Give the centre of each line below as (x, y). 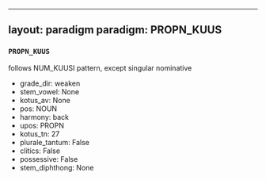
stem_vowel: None (49, 91)
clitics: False (40, 151)
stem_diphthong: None (57, 167)
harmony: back (44, 117)
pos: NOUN (38, 109)
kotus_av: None (45, 100)
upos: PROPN (42, 125)
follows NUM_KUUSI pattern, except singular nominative (100, 67)
